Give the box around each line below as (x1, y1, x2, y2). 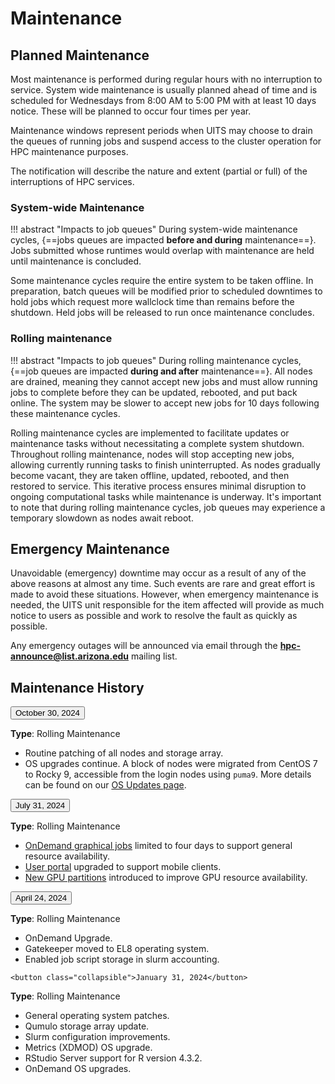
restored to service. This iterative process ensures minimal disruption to (10, 480, 307, 492)
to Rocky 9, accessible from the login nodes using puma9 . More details (24, 768, 312, 781)
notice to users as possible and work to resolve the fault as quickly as (10, 610, 298, 622)
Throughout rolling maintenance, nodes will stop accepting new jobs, (10, 448, 295, 460)
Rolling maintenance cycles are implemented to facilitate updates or (10, 427, 290, 439)
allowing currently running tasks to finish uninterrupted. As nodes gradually (10, 458, 321, 471)
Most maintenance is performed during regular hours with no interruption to (10, 73, 323, 85)
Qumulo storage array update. (24, 1020, 150, 1032)
